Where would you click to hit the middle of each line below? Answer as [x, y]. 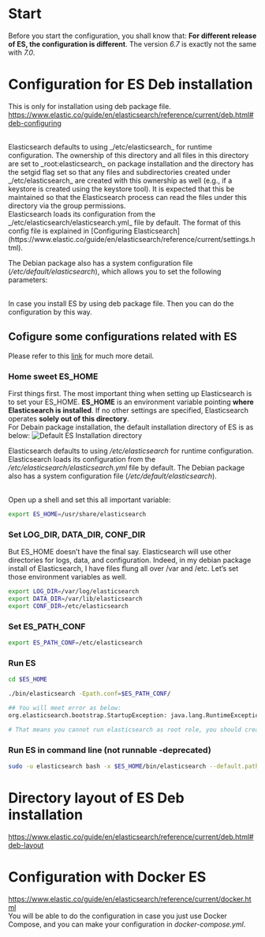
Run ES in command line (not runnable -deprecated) [110, 750]
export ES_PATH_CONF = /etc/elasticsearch [76, 643]
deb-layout [26, 845]
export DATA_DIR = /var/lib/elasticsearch [76, 599]
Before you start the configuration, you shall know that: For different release [132, 36]
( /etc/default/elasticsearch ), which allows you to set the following [115, 271]
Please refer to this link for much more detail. [81, 356]
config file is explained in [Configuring [70, 231]
